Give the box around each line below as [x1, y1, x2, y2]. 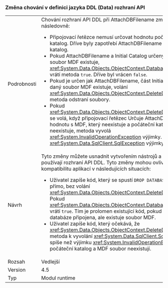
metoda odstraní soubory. [49, 96, 110, 103]
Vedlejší [41, 259, 60, 266]
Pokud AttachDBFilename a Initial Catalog [49, 52, 147, 59]
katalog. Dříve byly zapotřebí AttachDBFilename [49, 40, 162, 47]
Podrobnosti [7, 80, 36, 87]
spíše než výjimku [49, 239, 92, 246]
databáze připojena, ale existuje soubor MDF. [49, 214, 156, 221]
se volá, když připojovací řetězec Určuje [49, 115, 144, 122]
